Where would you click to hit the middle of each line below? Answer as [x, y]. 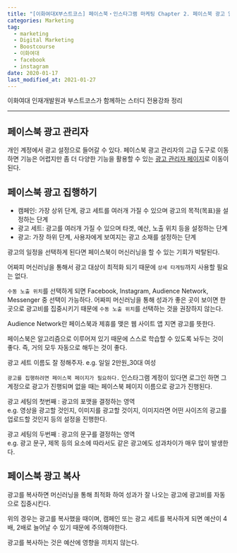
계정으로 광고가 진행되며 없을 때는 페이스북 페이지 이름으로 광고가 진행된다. [110, 386]
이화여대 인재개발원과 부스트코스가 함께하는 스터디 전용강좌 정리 [95, 100]
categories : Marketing [41, 21]
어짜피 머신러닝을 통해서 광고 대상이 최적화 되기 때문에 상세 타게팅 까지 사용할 [111, 267]
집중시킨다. [36, 503]
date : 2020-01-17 [33, 73]
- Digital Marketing [44, 40]
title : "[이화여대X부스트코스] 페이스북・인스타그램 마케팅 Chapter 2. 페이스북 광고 [116, 14]
